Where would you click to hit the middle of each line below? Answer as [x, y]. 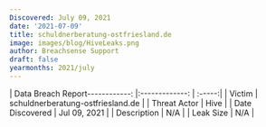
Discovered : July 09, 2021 [60, 18]
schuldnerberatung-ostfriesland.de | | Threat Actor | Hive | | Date [130, 103]
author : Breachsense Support [64, 51]
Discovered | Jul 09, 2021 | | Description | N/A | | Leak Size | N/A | [132, 113]
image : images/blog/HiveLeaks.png [75, 43]
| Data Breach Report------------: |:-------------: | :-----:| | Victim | [133, 93]
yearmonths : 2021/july [52, 68]
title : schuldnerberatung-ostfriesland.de [90, 34]
